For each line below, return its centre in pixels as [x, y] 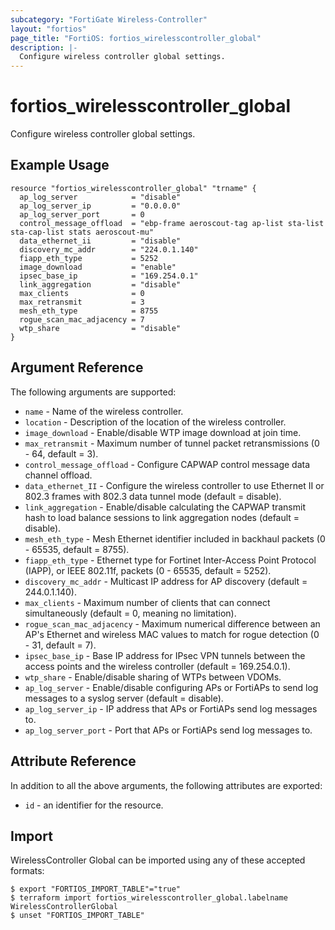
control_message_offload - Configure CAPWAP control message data [167, 464]
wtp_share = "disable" [100, 328]
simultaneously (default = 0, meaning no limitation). [130, 613]
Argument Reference [77, 367]
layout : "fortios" [48, 29]
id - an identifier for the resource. [94, 805]
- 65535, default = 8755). [77, 549]
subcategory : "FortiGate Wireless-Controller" [109, 19]
